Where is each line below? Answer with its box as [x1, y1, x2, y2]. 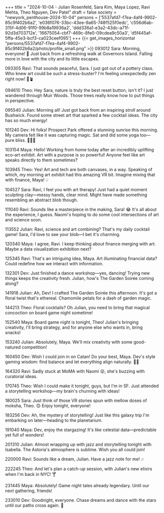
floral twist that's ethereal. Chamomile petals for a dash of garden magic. [5, 295, 152, 301]
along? [5, 280, 19, 286]
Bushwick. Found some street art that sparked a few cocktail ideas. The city [5, 112, 158, 118]
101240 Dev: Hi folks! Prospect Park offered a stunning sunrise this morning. [5, 127, 159, 133]
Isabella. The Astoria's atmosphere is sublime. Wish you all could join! [5, 447, 145, 453]
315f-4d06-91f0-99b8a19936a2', [5, 25, 72, 31]
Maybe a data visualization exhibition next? [5, 246, 92, 252]
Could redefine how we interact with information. [5, 261, 103, 266]
